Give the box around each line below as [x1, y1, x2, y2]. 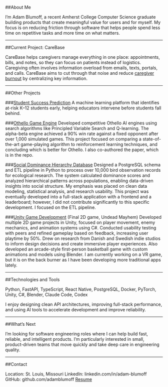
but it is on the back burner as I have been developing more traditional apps [5, 257, 161, 263]
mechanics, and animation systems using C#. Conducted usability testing [5, 225, 156, 230]
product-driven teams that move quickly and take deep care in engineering [5, 341, 160, 347]
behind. [5, 110, 21, 116]
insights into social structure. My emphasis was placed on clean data [5, 183, 147, 189]
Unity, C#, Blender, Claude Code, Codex [5, 292, 88, 298]
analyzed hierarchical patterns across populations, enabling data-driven [5, 178, 153, 184]
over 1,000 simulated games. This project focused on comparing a [5, 136, 141, 142]
